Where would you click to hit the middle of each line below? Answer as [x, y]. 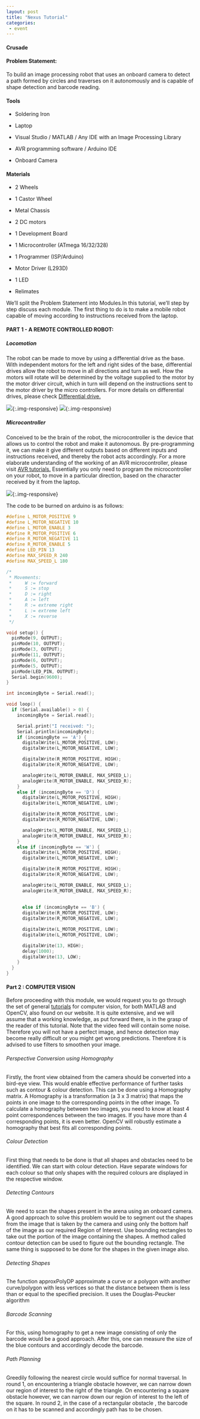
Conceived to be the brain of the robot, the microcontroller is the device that [100, 437]
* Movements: [25, 577]
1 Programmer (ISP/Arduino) [49, 257]
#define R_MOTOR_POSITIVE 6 [41, 533]
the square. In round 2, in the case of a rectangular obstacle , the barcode [97, 1403]
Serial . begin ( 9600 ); [37, 677]
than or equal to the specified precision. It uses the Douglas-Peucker [91, 1294]
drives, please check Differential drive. [54, 396]
